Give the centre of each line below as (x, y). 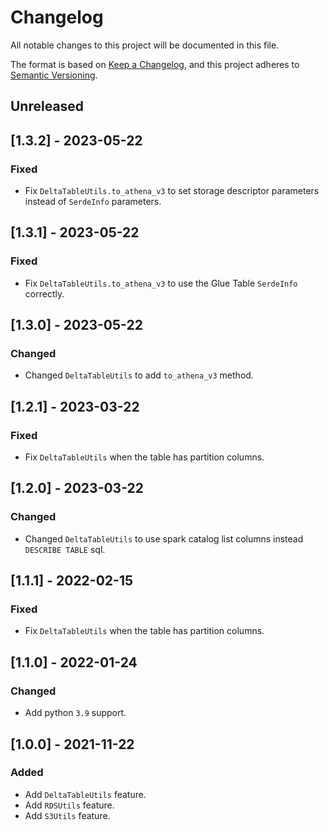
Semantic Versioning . (54, 75)
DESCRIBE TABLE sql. (65, 549)
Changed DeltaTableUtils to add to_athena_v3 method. (139, 375)
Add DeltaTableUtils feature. (85, 794)
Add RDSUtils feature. (69, 805)
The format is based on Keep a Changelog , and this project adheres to (155, 64)
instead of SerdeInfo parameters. (93, 202)
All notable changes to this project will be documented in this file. (145, 45)
